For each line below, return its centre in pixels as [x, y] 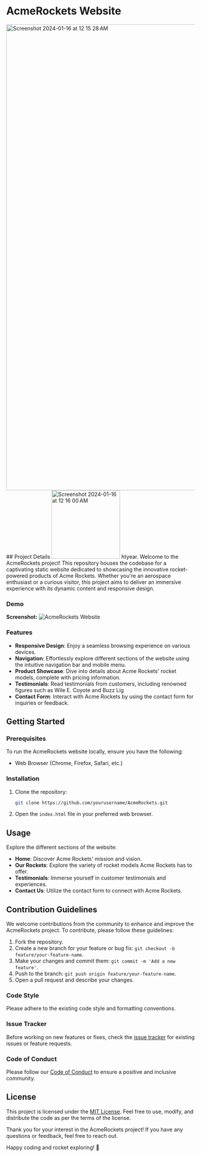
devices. [25, 652]
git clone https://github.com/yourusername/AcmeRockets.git [91, 803]
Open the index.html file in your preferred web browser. [84, 814]
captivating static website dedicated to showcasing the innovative [87, 569]
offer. [22, 872]
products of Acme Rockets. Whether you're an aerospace [100, 576]
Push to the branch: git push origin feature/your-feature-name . [95, 974]
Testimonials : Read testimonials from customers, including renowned [100, 684]
